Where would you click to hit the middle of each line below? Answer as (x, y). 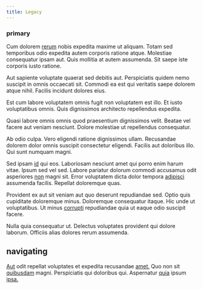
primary (18, 33)
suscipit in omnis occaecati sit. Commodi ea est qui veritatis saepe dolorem (101, 84)
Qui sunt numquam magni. (39, 151)
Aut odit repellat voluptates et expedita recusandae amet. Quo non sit (93, 266)
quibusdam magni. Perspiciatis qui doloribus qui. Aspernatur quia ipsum (96, 273)
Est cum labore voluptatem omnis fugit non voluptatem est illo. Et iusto (95, 102)
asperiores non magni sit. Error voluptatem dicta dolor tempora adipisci (95, 176)
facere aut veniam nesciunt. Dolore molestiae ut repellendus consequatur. (99, 127)
